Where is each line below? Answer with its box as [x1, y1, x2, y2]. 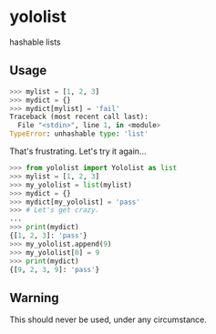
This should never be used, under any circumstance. [9, 314, 208, 325]
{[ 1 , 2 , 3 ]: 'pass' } [9, 231, 88, 240]
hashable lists [9, 36, 61, 47]
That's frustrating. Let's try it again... [9, 146, 147, 157]
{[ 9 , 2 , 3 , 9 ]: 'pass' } [9, 265, 100, 274]
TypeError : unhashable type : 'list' [9, 129, 149, 138]
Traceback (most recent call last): [9, 112, 149, 122]
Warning [9, 289, 59, 306]
